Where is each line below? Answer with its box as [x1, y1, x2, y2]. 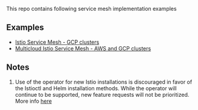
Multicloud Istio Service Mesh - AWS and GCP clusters [14, 44, 152, 52]
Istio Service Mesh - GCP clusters [14, 38, 100, 46]
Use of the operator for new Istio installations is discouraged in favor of [14, 78, 193, 85]
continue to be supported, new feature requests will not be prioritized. [14, 91, 190, 98]
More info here [14, 97, 53, 105]
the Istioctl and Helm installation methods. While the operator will [14, 84, 177, 92]
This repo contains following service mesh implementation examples [6, 5, 177, 12]
